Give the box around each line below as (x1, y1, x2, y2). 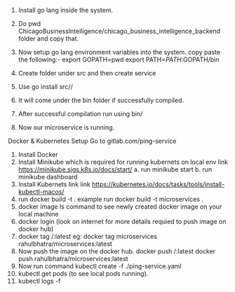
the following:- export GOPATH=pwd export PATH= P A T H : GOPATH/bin (18, 55, 220, 64)
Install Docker (18, 151, 58, 158)
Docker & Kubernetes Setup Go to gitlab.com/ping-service (8, 137, 177, 145)
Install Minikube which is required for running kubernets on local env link (18, 158, 229, 166)
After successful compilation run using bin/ (18, 110, 143, 118)
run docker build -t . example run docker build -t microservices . (18, 195, 204, 203)
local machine (18, 210, 59, 218)
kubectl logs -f (18, 277, 61, 285)
